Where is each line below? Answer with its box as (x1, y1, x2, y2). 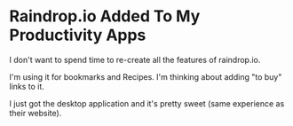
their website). (9, 107, 62, 118)
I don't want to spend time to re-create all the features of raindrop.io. (9, 54, 261, 65)
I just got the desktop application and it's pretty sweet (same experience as (9, 98, 285, 108)
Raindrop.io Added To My (9, 6, 201, 27)
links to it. (9, 81, 44, 91)
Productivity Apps (9, 25, 146, 45)
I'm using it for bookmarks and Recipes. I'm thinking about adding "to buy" (9, 71, 282, 82)
